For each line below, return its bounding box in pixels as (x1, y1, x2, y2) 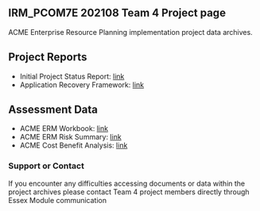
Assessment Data (8, 103, 98, 117)
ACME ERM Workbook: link (19, 124, 109, 133)
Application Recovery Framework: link (19, 79, 145, 90)
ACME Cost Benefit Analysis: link (19, 140, 128, 150)
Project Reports (8, 51, 87, 64)
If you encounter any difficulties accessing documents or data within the (8, 178, 246, 188)
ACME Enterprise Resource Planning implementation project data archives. (8, 27, 253, 36)
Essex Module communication (8, 195, 107, 205)
